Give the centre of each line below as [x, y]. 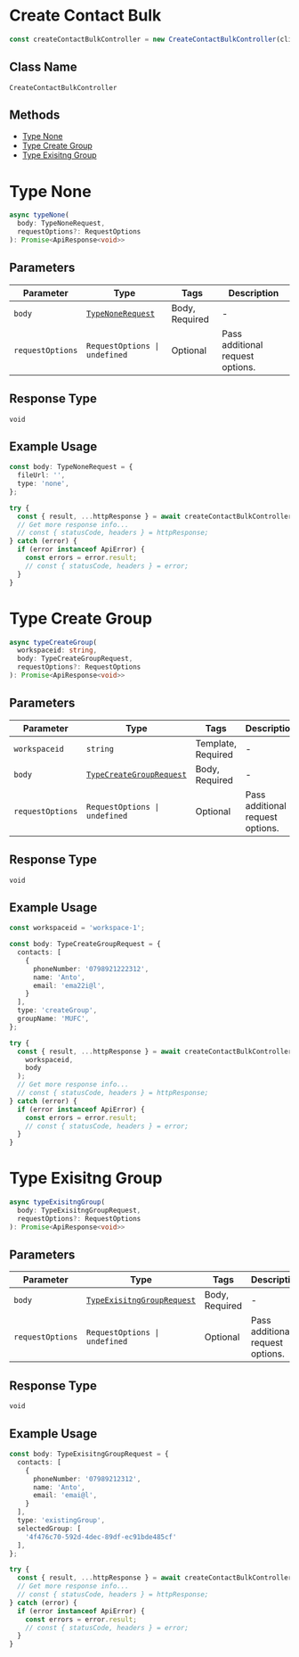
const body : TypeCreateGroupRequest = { [85, 944]
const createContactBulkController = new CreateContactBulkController [143, 39]
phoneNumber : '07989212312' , [87, 1479]
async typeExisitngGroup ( [57, 1202]
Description [254, 293]
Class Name [43, 67]
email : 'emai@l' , [65, 1496]
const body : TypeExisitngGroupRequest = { [89, 1455]
